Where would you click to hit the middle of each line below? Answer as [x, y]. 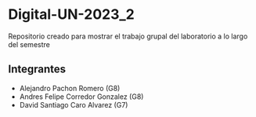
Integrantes [37, 69]
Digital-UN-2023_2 [71, 15]
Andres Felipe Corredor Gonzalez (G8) [81, 97]
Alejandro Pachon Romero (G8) [70, 88]
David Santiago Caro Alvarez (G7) [74, 104]
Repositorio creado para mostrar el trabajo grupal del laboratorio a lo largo [128, 36]
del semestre [29, 44]
